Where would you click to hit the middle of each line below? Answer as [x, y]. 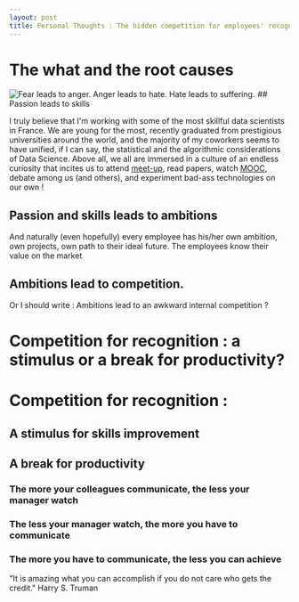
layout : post [33, 17]
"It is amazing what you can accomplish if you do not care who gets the [141, 579]
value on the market [46, 256]
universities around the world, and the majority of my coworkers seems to [145, 140]
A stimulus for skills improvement [105, 433]
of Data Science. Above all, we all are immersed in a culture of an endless [144, 159]
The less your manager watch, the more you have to [124, 525]
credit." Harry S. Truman [54, 588]
